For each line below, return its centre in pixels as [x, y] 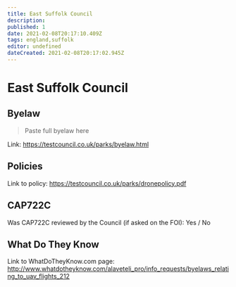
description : [26, 20]
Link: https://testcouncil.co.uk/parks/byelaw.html [78, 144]
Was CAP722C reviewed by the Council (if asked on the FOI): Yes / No [109, 222]
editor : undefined [34, 46]
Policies [25, 166]
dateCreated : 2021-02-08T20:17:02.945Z [66, 53]
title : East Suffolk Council [50, 14]
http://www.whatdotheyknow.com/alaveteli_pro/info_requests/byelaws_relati [118, 269]
